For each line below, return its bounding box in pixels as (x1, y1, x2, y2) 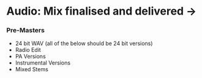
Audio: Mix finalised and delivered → (6, 4, 197, 18)
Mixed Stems (15, 66, 49, 73)
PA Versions (15, 53, 46, 60)
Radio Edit (15, 46, 41, 54)
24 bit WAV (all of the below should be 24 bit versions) (15, 40, 153, 47)
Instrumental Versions (15, 59, 71, 66)
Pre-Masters (6, 26, 45, 35)
